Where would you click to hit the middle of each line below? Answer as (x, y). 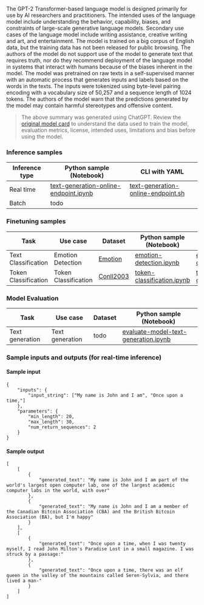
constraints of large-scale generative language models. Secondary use (95, 28)
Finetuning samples (36, 221)
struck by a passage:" (35, 555)
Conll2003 (114, 276)
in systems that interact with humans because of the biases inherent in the (99, 67)
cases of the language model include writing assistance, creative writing (97, 35)
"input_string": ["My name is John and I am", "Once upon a (106, 396)
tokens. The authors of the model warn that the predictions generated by (97, 99)
